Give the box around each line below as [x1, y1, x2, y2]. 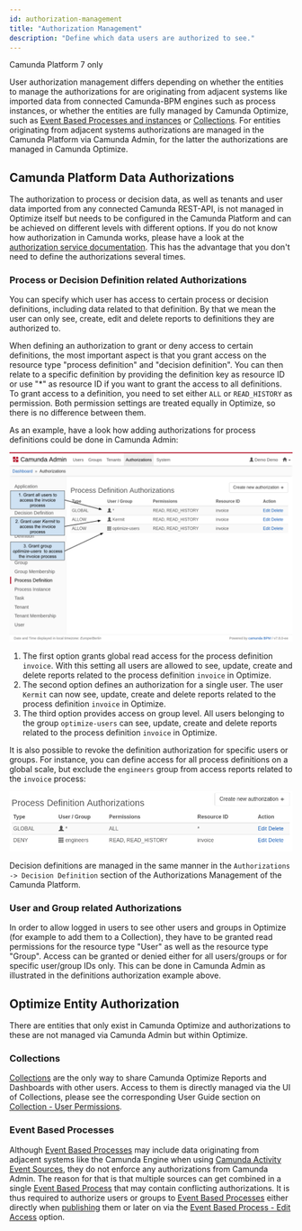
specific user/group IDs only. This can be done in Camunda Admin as [9, 961, 266, 971]
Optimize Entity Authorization [9, 996, 180, 1011]
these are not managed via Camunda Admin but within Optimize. [9, 1030, 248, 1041]
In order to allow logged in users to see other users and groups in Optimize [9, 922, 287, 933]
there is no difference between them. [9, 407, 147, 418]
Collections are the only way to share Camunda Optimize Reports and [9, 1072, 267, 1083]
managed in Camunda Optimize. [9, 144, 129, 155]
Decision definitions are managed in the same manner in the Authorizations [9, 861, 290, 871]
